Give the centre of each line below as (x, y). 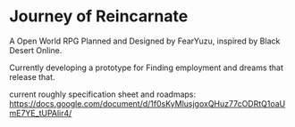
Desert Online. (36, 50)
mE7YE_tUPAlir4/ (41, 113)
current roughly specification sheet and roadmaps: (103, 94)
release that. (32, 76)
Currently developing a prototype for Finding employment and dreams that (147, 67)
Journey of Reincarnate (99, 16)
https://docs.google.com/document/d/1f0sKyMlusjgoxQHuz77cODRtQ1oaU (147, 103)
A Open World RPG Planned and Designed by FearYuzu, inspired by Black (145, 41)
